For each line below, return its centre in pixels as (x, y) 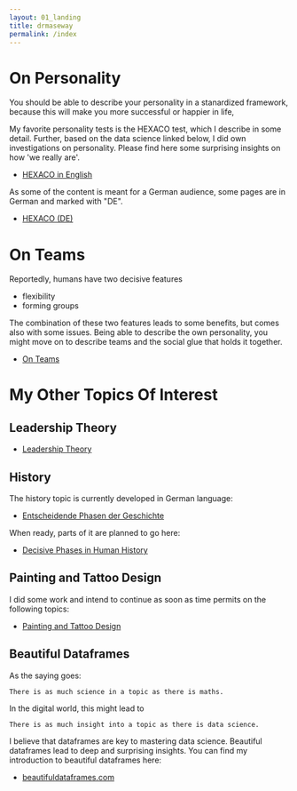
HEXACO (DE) (47, 219)
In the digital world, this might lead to (77, 708)
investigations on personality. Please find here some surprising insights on (145, 148)
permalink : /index (43, 34)
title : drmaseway (41, 26)
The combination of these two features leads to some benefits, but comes (144, 323)
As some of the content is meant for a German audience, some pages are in (148, 192)
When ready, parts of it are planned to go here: (95, 533)
